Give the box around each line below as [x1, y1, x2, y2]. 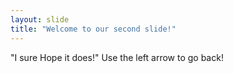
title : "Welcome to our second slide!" [10, 24, 177, 34]
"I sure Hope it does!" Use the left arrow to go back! [10, 51, 224, 63]
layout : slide [10, 14, 70, 25]
